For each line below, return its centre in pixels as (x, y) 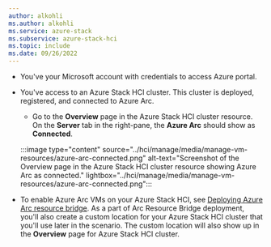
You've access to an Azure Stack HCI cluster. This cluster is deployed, (137, 92)
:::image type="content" (60, 149)
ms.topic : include (39, 46)
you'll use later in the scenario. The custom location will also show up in (140, 225)
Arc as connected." (52, 175)
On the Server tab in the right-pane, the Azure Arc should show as (144, 125)
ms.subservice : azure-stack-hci (63, 38)
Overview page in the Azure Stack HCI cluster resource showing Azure (138, 166)
